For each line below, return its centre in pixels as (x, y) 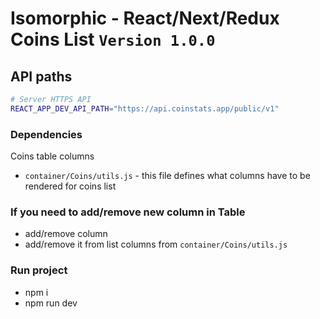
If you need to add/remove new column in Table (128, 212)
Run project (39, 270)
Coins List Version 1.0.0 (113, 39)
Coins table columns (52, 156)
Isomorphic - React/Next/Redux (145, 18)
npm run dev (51, 303)
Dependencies (46, 134)
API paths (41, 76)
